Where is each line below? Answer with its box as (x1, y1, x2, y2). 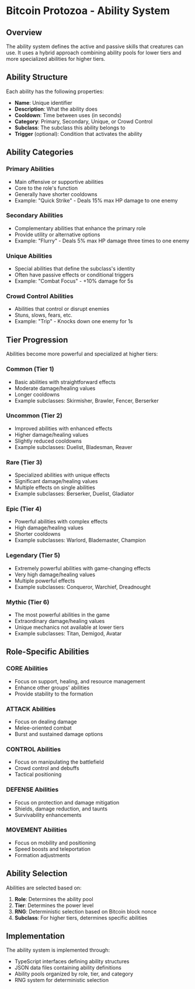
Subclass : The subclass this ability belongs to (14, 124, 126, 131)
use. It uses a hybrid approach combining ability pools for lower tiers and (6, 49, 182, 56)
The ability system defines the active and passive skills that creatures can (6, 43, 184, 50)
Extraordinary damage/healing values (14, 617, 105, 624)
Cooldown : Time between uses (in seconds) (14, 111, 122, 118)
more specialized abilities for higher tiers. (6, 56, 106, 62)
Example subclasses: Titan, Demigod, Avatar (14, 629, 122, 636)
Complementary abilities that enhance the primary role (14, 224, 146, 232)
